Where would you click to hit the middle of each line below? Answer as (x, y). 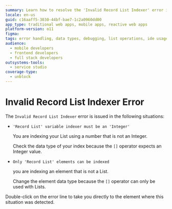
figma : (12, 34)
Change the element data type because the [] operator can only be (84, 181)
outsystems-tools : (25, 62)
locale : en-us (20, 15)
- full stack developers (36, 58)
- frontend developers (34, 53)
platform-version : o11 (29, 29)
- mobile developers (32, 48)
